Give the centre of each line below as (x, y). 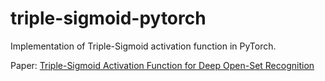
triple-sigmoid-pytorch (108, 18)
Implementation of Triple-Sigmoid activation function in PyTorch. (143, 46)
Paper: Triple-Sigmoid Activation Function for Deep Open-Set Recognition (162, 65)
